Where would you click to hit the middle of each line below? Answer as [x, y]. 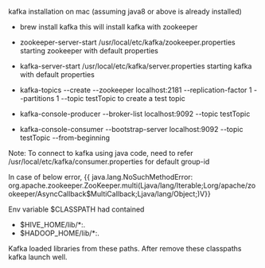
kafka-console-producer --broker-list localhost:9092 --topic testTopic [135, 114]
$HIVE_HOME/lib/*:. [53, 225]
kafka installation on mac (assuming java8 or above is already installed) [125, 12]
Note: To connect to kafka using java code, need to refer [101, 153]
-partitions [37, 98]
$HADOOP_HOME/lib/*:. [59, 233]
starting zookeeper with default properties [89, 50]
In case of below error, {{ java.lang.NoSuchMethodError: [101, 177]
